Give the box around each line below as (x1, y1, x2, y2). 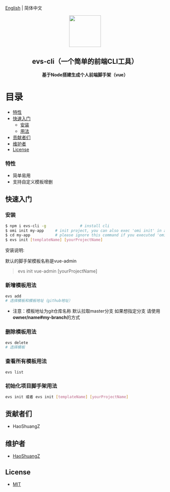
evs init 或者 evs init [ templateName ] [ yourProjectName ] (5, 394, 129, 399)
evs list (5, 369, 24, 374)
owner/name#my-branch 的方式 (12, 314, 80, 321)
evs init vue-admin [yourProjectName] (17, 268, 98, 274)
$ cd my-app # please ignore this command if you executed (5, 233, 155, 238)
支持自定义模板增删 (12, 179, 53, 185)
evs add (5, 293, 22, 298)
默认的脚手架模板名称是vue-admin (5, 258, 77, 264)
